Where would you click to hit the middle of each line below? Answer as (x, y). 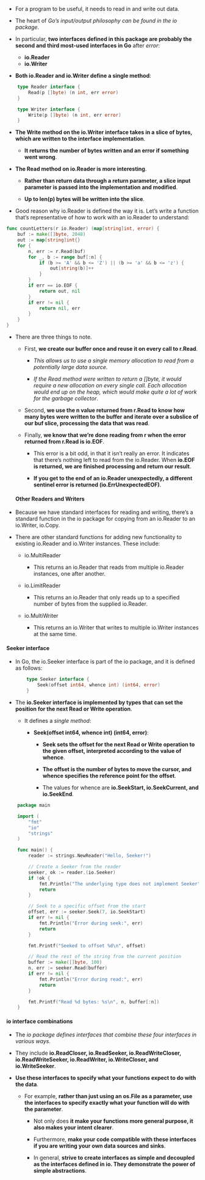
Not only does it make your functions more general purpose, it (113, 1121)
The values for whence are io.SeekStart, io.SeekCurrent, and (120, 788)
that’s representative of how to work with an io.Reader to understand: (102, 218)
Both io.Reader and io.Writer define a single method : (83, 75)
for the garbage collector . (66, 398)
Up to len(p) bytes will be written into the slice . (85, 199)
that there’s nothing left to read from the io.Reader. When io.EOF (114, 460)
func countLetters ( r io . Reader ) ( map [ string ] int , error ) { (83, 229)
